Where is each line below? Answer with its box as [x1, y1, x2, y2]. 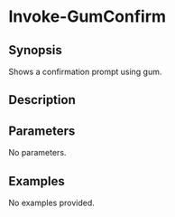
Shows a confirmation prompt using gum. [8, 66, 162, 77]
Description [8, 92, 76, 108]
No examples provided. [8, 197, 96, 209]
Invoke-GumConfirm [8, 6, 167, 27]
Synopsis [8, 42, 62, 58]
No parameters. [8, 147, 67, 158]
